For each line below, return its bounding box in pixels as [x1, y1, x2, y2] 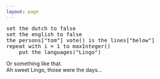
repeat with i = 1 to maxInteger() [6, 43, 111, 49]
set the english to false [6, 31, 83, 37]
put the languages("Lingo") [19, 49, 101, 55]
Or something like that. [6, 60, 62, 67]
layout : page [6, 8, 39, 15]
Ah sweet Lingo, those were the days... [6, 66, 102, 73]
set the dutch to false [6, 25, 76, 31]
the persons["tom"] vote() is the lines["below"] [6, 37, 155, 43]
